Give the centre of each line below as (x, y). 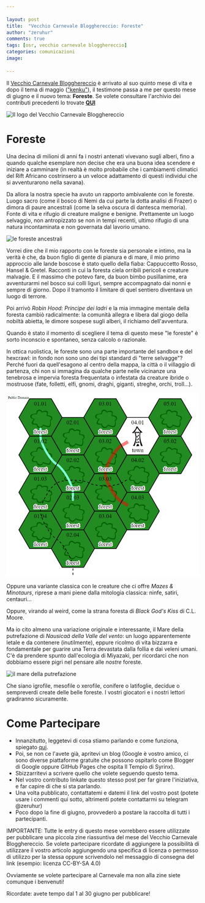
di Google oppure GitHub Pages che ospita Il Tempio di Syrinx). (95, 767)
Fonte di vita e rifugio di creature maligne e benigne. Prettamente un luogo (100, 213)
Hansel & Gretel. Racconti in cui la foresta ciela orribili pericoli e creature (98, 270)
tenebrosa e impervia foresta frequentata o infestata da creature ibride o (98, 377)
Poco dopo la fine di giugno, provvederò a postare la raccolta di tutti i (102, 812)
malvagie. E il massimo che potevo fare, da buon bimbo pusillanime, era (97, 277)
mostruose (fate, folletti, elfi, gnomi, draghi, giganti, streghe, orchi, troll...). (99, 384)
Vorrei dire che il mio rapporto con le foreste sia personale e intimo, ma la (99, 250)
